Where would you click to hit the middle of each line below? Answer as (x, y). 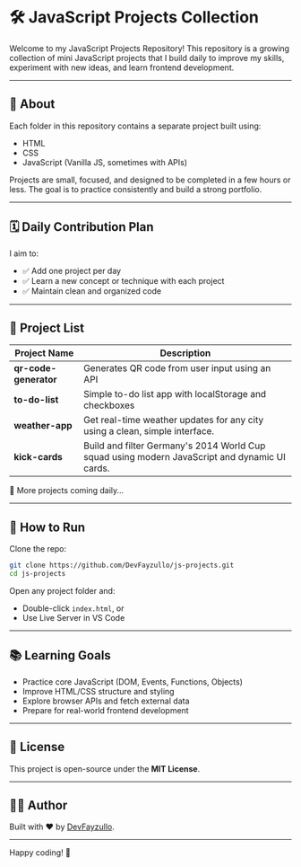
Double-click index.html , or (73, 608)
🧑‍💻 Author (39, 805)
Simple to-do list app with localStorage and (175, 394)
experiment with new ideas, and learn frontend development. (122, 67)
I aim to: (24, 253)
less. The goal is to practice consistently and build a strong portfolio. (136, 189)
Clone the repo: (38, 549)
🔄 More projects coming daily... (67, 491)
